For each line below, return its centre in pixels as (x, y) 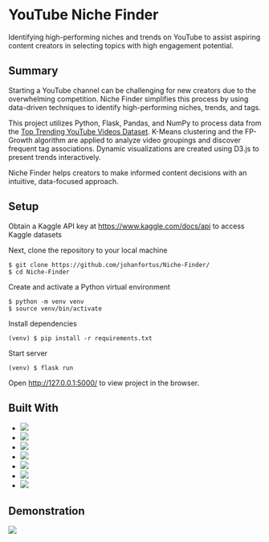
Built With (33, 408)
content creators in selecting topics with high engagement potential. (121, 45)
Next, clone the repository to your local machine (88, 250)
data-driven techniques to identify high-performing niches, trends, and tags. (134, 107)
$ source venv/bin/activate (55, 308)
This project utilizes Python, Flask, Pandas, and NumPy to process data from (135, 123)
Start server (28, 353)
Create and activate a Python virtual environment (90, 286)
